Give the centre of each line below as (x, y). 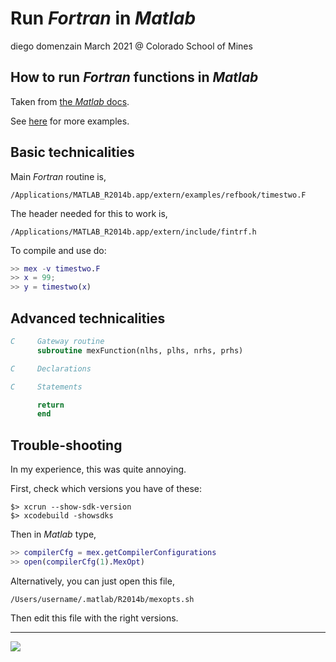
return (50, 405)
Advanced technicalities (88, 318)
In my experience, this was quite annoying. (98, 469)
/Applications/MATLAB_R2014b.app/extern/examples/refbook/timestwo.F (158, 195)
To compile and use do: (58, 250)
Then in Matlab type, (53, 534)
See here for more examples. (70, 121)
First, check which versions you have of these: (106, 489)
